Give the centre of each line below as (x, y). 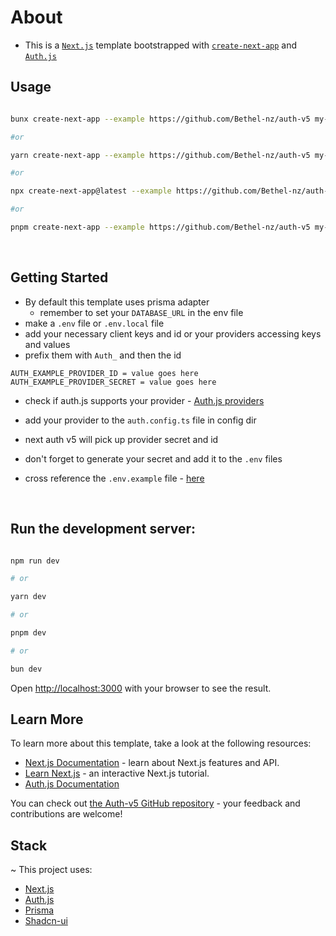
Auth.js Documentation (72, 784)
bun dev (26, 669)
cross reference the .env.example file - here (114, 478)
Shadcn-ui (46, 921)
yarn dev (28, 597)
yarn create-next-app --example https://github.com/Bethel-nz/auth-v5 (160, 155)
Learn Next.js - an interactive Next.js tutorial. (117, 773)
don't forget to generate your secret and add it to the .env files (153, 458)
